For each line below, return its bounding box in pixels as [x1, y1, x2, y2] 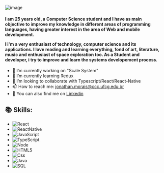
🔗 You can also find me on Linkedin [12, 91, 83, 97]
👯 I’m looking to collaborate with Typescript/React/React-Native [12, 78, 141, 84]
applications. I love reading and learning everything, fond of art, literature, [5, 46, 160, 52]
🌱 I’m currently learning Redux [12, 73, 74, 79]
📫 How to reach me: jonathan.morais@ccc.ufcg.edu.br [12, 84, 124, 89]
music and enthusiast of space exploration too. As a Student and [5, 52, 140, 58]
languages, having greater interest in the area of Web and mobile [5, 26, 140, 32]
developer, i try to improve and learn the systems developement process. [5, 57, 158, 62]
